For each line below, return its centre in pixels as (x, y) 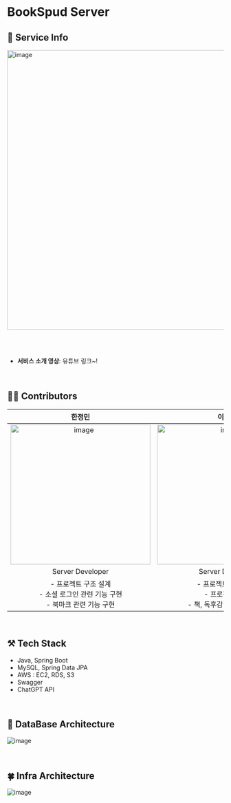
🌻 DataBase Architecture (61, 724)
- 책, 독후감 (205, 604)
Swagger (30, 682)
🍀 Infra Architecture (51, 776)
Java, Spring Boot (42, 660)
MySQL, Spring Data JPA (52, 667)
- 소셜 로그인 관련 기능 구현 (80, 594)
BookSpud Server (58, 12)
